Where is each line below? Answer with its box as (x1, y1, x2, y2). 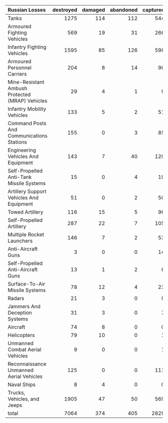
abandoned (109, 6, 138, 13)
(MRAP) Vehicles (7, 97, 47, 104)
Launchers (7, 237, 33, 244)
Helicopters (7, 332, 35, 338)
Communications (7, 132, 47, 139)
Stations (7, 138, 27, 145)
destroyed (52, 6, 77, 13)
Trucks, (7, 389, 25, 396)
